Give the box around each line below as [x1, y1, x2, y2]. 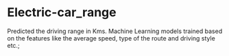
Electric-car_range [7, 5, 117, 20]
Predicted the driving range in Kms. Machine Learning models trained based [7, 27, 223, 35]
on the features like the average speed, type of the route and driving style [7, 34, 216, 42]
